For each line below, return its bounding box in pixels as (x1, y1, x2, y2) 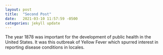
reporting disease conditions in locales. (5, 44, 85, 50)
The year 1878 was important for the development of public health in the (5, 34, 151, 40)
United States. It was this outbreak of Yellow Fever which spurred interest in (5, 39, 159, 45)
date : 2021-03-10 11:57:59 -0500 (5, 16, 78, 21)
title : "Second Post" (5, 12, 52, 17)
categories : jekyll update (5, 20, 60, 26)
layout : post (5, 7, 32, 12)
